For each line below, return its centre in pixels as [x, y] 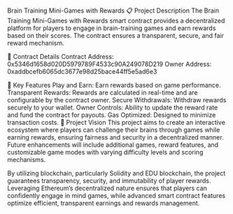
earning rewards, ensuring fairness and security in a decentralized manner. [115, 137]
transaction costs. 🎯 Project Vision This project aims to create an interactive [116, 122]
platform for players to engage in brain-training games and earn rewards [112, 28]
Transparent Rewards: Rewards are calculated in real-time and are [103, 93]
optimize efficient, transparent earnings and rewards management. [104, 203]
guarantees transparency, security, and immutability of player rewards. [109, 181]
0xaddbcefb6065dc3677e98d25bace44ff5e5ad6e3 [82, 72]
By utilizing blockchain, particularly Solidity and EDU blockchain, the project [116, 173]
